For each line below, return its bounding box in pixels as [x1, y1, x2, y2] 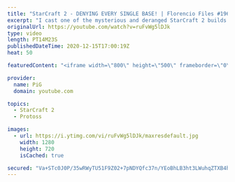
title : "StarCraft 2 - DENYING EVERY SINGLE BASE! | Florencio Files [7, 10, 215, 17]
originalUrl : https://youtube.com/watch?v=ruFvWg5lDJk [7, 23, 171, 30]
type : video [7, 29, 42, 37]
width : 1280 [20, 139, 55, 146]
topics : [7, 100, 30, 107]
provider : [7, 74, 36, 81]
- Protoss [13, 113, 42, 120]
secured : [7, 164, 33, 171]
